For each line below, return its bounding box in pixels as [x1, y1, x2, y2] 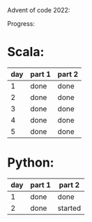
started [57, 203, 82, 213]
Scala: [7, 44, 45, 60]
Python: [7, 155, 54, 171]
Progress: [7, 20, 35, 27]
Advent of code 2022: [7, 6, 70, 14]
